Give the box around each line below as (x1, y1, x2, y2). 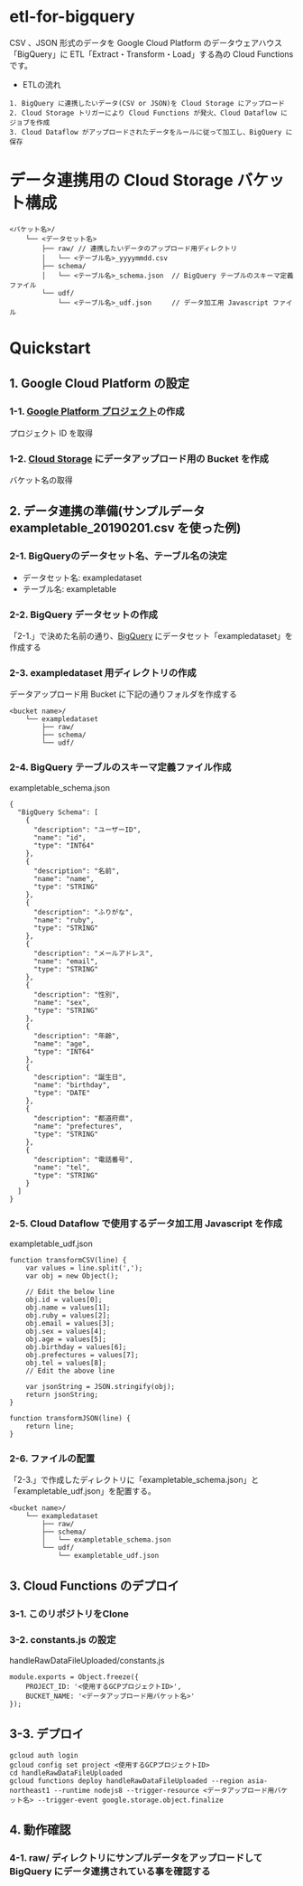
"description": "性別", (32, 990, 120, 999)
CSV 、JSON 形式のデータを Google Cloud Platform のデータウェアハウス (9, 37, 282, 48)
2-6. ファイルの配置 (9, 1452, 96, 1465)
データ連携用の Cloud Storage (9, 170, 234, 191)
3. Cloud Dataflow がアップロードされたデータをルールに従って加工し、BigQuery (9, 127, 282, 136)
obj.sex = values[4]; (25, 1327, 106, 1336)
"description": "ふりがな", (32, 907, 133, 916)
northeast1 (9, 1786, 50, 1795)
